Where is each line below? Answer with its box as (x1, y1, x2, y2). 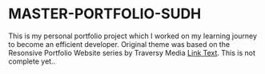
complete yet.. (8, 56, 56, 66)
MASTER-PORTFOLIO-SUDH (8, 5, 202, 23)
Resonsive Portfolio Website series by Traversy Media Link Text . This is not (8, 48, 256, 57)
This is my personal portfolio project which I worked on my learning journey (8, 31, 258, 41)
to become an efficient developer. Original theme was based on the (8, 39, 231, 49)
